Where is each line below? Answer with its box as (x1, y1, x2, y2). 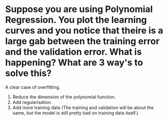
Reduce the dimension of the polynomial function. (12, 94, 116, 100)
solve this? (5, 68, 52, 79)
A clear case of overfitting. (5, 84, 60, 90)
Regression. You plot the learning (5, 14, 147, 26)
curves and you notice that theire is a (5, 25, 163, 36)
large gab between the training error (5, 36, 160, 47)
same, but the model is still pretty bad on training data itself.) (12, 109, 138, 116)
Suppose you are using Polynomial (5, 4, 153, 15)
